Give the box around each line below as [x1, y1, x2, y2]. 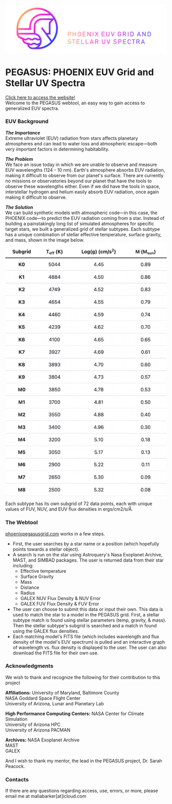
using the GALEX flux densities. [12, 628, 79, 634]
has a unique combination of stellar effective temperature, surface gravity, [5, 231, 162, 237]
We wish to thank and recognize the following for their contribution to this [5, 674, 160, 680]
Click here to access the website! [5, 94, 76, 100]
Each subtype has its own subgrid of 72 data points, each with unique [5, 500, 153, 507]
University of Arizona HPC [5, 721, 61, 727]
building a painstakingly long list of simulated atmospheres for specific [5, 220, 155, 227]
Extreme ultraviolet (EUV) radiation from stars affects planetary [5, 135, 138, 141]
